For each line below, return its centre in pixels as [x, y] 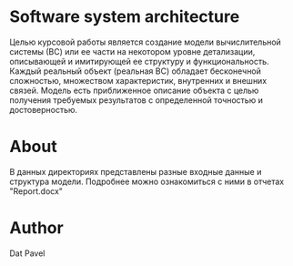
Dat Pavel [27, 253]
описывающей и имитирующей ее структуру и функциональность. [140, 61]
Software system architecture [125, 17]
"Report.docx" [36, 191]
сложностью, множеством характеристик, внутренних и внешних [138, 80]
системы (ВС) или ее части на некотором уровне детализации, [132, 51]
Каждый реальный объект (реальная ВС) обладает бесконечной [136, 71]
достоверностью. [44, 109]
